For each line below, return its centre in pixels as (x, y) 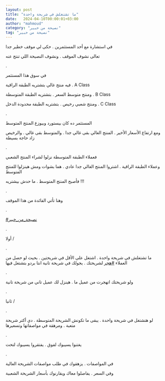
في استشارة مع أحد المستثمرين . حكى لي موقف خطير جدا (59, 47)
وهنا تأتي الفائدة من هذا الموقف (34, 200)
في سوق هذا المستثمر (26, 75)
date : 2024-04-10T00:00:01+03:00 (42, 19)
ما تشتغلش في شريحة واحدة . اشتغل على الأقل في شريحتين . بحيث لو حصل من (79, 258)
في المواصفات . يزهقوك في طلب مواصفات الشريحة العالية (60, 364)
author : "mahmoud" (24, 23)
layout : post (19, 10)
